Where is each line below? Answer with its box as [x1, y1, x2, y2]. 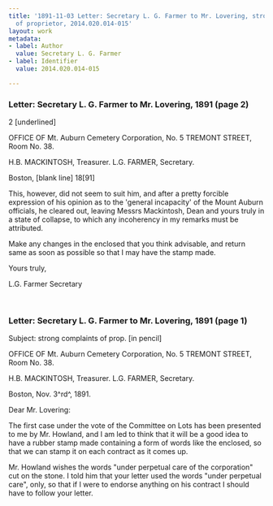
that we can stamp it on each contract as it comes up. [8, 447, 188, 456]
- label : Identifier [8, 58, 79, 66]
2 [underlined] [8, 117, 57, 127]
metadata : [8, 34, 42, 43]
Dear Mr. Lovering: [8, 405, 71, 415]
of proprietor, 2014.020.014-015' [15, 19, 132, 28]
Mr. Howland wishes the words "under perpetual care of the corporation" [8, 462, 253, 472]
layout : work [8, 27, 53, 35]
